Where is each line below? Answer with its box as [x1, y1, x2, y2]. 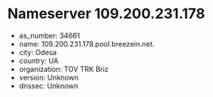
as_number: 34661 [18, 31, 80, 40]
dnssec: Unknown [18, 80, 79, 91]
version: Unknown [18, 73, 79, 82]
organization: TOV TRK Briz [18, 64, 109, 73]
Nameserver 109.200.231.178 [7, 5, 206, 23]
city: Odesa [18, 47, 57, 57]
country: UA [18, 56, 59, 65]
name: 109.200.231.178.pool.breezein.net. [18, 39, 155, 48]
